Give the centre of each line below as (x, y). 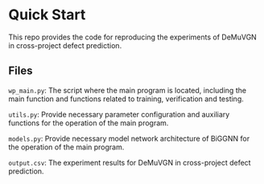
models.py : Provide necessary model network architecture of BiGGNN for (129, 138)
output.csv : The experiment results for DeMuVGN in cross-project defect (130, 162)
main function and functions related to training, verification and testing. (126, 99)
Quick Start (47, 15)
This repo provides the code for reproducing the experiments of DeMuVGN (133, 37)
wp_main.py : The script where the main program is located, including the (128, 90)
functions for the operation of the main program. (89, 123)
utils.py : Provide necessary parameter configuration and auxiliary (119, 114)
